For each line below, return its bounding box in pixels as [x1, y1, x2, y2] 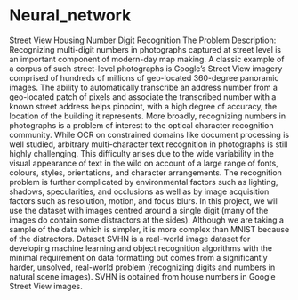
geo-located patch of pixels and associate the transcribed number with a [9, 91, 277, 102]
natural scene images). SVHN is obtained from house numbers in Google [9, 271, 276, 281]
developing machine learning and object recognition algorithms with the [9, 242, 273, 254]
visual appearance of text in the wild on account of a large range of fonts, [9, 158, 278, 168]
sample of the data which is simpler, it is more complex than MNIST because [9, 223, 290, 234]
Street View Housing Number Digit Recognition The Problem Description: [9, 35, 277, 45]
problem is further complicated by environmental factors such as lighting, [9, 176, 278, 187]
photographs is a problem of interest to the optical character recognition [9, 119, 274, 130]
